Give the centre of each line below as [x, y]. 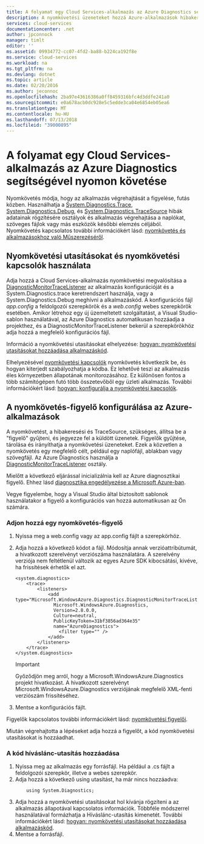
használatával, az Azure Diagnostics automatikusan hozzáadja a [104, 319]
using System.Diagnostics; [60, 791]
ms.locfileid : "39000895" [39, 126]
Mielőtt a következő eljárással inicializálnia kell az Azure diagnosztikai [93, 475]
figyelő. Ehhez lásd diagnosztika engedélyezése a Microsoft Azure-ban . [96, 482]
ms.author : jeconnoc [32, 91]
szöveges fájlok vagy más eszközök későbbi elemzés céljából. [84, 224]
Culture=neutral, [75, 615]
